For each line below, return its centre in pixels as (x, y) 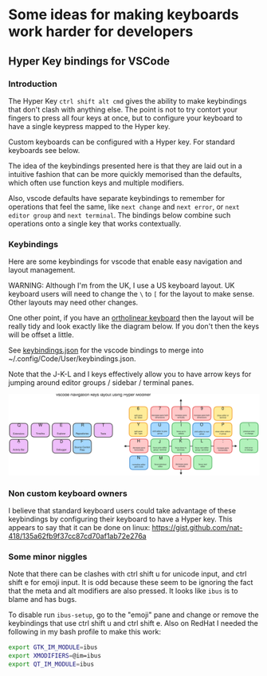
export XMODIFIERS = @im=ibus (55, 656)
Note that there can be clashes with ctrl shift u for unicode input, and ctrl (128, 574)
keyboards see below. (44, 150)
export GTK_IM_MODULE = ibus (53, 647)
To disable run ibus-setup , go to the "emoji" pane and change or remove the (133, 615)
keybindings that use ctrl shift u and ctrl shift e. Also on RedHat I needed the (133, 623)
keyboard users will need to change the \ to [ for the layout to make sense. (132, 294)
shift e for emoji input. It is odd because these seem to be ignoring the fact (131, 583)
